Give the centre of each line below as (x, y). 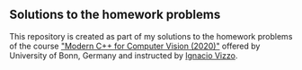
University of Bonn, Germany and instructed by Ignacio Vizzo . (124, 55)
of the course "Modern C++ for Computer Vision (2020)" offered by (135, 46)
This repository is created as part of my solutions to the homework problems (151, 36)
